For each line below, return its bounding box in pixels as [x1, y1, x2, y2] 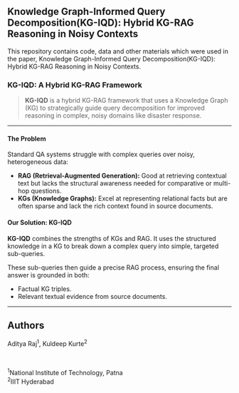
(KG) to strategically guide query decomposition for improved [24, 103, 205, 113]
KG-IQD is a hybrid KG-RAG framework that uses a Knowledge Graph [24, 96, 228, 105]
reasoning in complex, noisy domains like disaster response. [24, 111, 202, 120]
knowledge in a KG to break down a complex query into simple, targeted [7, 242, 219, 250]
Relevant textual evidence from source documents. [17, 292, 167, 300]
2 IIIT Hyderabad [7, 376, 55, 386]
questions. [31, 187, 62, 195]
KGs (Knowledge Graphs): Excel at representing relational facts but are [17, 194, 228, 203]
